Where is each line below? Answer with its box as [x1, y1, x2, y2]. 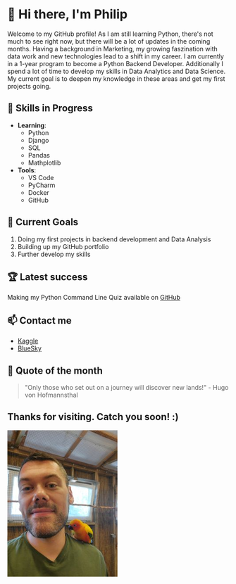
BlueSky [17, 344, 42, 353]
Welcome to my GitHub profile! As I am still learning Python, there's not [7, 30, 213, 38]
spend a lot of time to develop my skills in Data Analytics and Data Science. [7, 67, 226, 75]
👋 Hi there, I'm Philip [7, 6, 128, 23]
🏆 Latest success [7, 271, 88, 283]
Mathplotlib [27, 158, 61, 167]
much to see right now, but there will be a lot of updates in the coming [7, 37, 211, 45]
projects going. [7, 82, 51, 90]
